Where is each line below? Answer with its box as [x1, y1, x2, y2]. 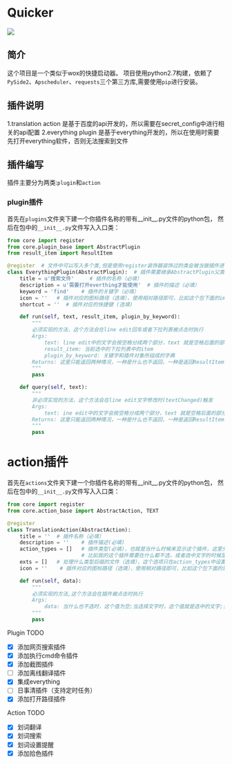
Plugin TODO [7, 628, 44, 637]
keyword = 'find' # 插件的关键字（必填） [19, 288, 139, 295]
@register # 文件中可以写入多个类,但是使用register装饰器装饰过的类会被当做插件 [7, 262, 220, 269]
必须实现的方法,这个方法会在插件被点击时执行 [32, 590, 144, 597]
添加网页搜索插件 [17, 642, 66, 651]
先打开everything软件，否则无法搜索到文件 [7, 136, 129, 145]
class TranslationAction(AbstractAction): [7, 526, 131, 534]
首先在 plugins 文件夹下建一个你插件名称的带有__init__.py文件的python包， [7, 215, 216, 223]
